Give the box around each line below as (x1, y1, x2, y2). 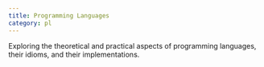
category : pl (8, 19, 52, 27)
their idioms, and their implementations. (8, 49, 140, 59)
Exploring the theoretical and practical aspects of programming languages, (8, 41, 257, 50)
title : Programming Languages (8, 11, 110, 20)
